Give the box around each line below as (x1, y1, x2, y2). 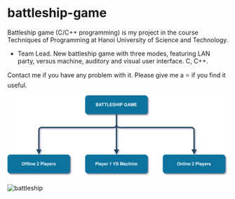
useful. (7, 81, 27, 89)
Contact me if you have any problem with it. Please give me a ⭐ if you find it (7, 70, 226, 79)
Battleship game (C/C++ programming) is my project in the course (7, 28, 199, 37)
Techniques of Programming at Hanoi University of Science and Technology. (7, 35, 229, 44)
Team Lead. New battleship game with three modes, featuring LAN (17, 49, 210, 58)
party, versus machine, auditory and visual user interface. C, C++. (17, 56, 208, 65)
